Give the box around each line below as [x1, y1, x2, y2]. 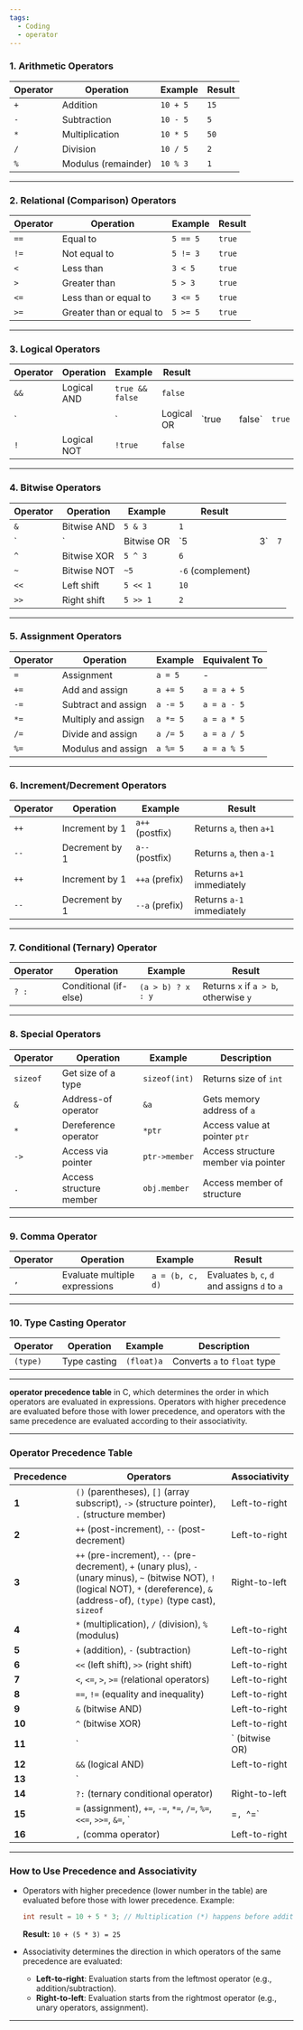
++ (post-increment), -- [75, 1523, 176, 1535]
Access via [61, 1145, 109, 1157]
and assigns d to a [207, 1280, 283, 1293]
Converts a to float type [172, 1355, 277, 1368]
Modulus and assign [61, 742, 148, 755]
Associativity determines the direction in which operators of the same [22, 1946, 281, 1957]
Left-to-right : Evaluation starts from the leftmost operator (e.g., [35, 1973, 272, 1984]
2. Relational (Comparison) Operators [9, 194, 177, 206]
